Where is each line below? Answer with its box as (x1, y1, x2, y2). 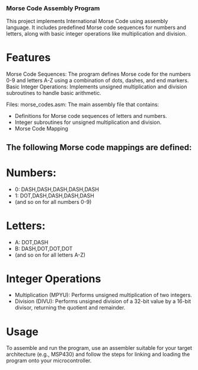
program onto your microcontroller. (6, 357, 92, 364)
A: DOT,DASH (14, 238, 49, 245)
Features (6, 51, 51, 65)
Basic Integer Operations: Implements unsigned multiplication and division (6, 83, 187, 90)
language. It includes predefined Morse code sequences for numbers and (6, 24, 187, 31)
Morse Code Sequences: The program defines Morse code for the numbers (6, 71, 191, 78)
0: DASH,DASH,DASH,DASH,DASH (14, 186, 100, 193)
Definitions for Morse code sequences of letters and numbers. (14, 113, 167, 120)
